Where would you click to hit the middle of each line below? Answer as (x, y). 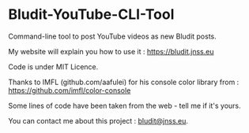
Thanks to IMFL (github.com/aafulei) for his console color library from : (124, 82)
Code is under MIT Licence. (53, 66)
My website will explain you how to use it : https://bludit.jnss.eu (111, 51)
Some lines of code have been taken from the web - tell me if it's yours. (124, 105)
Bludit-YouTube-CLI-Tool (91, 15)
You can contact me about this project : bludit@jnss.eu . (98, 120)
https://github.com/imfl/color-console (70, 90)
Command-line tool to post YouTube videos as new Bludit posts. (113, 36)
